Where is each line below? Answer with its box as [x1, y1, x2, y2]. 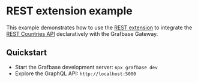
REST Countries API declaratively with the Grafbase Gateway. [6, 30, 158, 37]
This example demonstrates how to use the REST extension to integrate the [6, 24, 193, 31]
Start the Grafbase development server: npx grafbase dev [14, 63, 158, 70]
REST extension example [6, 4, 133, 18]
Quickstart [6, 48, 47, 58]
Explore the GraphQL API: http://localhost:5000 [14, 70, 136, 77]
